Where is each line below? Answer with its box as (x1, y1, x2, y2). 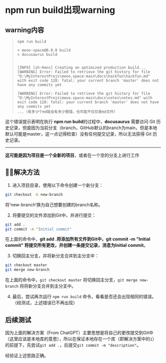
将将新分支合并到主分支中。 (19, 283, 76, 289)
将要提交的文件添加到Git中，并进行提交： (12, 212, 96, 218)
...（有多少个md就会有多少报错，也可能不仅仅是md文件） (17, 109, 118, 114)
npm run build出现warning (5, 4, 115, 16)
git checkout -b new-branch (5, 192, 63, 197)
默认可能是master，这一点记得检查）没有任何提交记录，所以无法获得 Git (5, 131, 152, 136)
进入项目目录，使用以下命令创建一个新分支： (12, 182, 104, 188)
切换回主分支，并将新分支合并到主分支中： (12, 253, 99, 259)
